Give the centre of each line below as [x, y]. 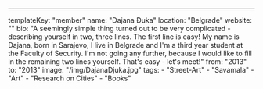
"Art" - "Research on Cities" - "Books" [70, 78]
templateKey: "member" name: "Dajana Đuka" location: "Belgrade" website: [130, 20]
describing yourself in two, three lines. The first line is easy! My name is [124, 37]
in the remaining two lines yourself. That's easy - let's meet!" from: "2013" [128, 62]
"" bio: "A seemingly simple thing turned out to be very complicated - [119, 28]
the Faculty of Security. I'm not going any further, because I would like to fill [130, 53]
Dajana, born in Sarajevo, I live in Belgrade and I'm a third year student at [126, 45]
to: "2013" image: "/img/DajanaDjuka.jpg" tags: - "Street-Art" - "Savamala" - [131, 70]
